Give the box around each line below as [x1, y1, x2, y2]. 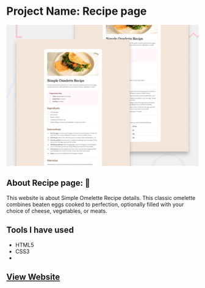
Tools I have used [6, 225, 74, 235]
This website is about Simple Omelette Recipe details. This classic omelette [6, 194, 196, 201]
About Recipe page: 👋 [6, 178, 90, 188]
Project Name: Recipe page [6, 4, 147, 18]
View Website [6, 272, 60, 282]
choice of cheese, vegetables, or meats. [6, 207, 108, 215]
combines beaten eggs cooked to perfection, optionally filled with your [6, 201, 184, 208]
